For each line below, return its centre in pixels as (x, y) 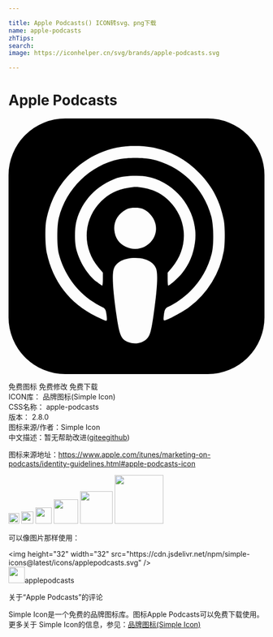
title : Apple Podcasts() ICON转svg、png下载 (82, 23)
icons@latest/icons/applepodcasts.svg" (75, 563)
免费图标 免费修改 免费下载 (53, 387)
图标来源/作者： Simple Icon (54, 428)
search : (22, 45)
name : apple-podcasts (45, 30)
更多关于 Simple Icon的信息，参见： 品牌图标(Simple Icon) (105, 625)
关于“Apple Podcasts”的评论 (56, 597)
